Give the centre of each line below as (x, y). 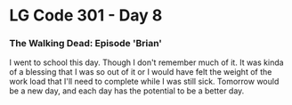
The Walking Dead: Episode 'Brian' (86, 44)
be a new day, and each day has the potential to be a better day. (127, 91)
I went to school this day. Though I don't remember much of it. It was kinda (146, 62)
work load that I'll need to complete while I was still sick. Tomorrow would (144, 82)
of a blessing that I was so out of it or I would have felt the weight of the (141, 72)
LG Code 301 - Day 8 (86, 16)
